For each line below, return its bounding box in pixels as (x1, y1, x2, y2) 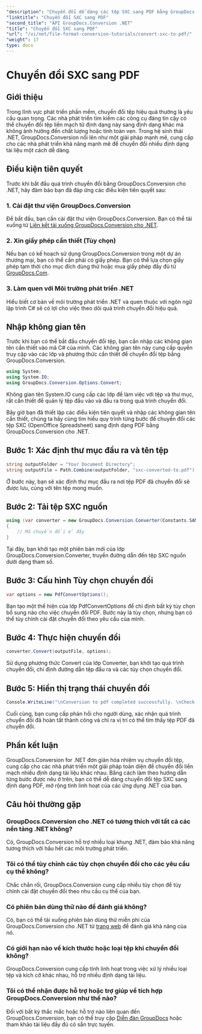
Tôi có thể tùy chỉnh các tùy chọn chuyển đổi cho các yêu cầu (6, 860, 190, 868)
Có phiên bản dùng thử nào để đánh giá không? (6, 902, 147, 911)
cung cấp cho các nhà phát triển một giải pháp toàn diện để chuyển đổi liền (6, 763, 194, 770)
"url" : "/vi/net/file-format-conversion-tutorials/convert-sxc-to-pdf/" (6, 31, 192, 37)
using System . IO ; (6, 374, 50, 380)
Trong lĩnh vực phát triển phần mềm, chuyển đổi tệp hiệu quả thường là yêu (6, 108, 194, 115)
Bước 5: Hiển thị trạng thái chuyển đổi (6, 683, 150, 693)
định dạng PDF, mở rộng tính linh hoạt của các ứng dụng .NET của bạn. (6, 782, 183, 789)
